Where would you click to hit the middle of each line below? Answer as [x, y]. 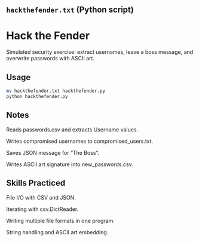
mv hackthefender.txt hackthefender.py [56, 91]
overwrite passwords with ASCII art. [50, 59]
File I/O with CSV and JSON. [41, 197]
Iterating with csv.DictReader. [42, 209]
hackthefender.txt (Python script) [70, 10]
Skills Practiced [36, 183]
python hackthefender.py [37, 97]
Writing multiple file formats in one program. [61, 220]
